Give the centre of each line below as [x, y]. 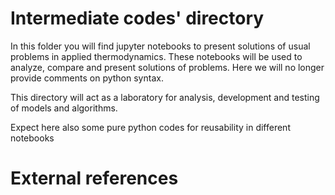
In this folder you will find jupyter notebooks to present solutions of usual [160, 46]
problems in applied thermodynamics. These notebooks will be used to [156, 56]
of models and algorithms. [64, 108]
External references [94, 178]
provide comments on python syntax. [87, 78]
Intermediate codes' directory [137, 18]
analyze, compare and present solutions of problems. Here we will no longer [167, 67]
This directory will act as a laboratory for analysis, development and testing [165, 97]
